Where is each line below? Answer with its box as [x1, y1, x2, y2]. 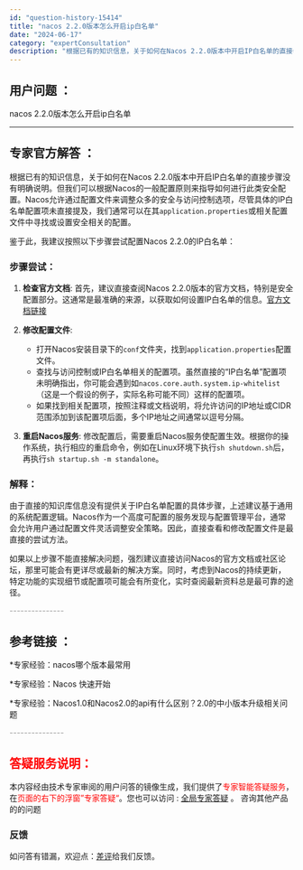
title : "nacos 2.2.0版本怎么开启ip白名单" [9, 22, 160, 31]
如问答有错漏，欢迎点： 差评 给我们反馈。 [9, 851, 160, 862]
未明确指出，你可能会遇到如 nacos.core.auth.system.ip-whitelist [35, 378, 281, 388]
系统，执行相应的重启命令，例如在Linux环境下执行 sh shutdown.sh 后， [30, 442, 289, 453]
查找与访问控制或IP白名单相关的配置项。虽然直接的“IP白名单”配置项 [35, 367, 287, 378]
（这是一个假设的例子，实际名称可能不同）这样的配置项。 [35, 389, 250, 400]
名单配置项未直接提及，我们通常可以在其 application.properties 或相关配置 [9, 205, 289, 216]
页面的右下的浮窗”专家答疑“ [17, 792, 120, 803]
